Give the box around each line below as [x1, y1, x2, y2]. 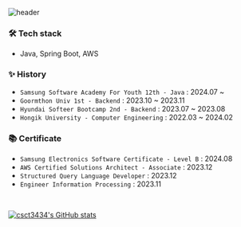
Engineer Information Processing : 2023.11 [19, 179, 162, 189]
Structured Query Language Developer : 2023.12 [19, 170, 177, 180]
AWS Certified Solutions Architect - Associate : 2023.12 [19, 162, 213, 171]
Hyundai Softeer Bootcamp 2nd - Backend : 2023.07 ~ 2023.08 [19, 104, 226, 113]
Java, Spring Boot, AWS [19, 49, 99, 59]
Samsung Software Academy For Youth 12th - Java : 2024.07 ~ [19, 87, 225, 96]
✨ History [8, 68, 46, 80]
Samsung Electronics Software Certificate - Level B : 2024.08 [19, 154, 233, 163]
